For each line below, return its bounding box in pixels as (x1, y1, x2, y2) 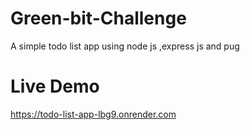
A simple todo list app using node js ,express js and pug (10, 40, 240, 52)
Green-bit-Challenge (10, 7, 187, 30)
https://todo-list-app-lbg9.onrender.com (10, 108, 177, 120)
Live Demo (10, 75, 100, 98)
